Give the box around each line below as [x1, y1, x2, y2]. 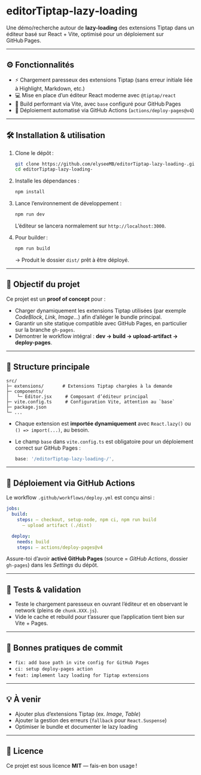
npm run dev [14, 211, 45, 217]
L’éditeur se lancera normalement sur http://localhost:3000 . [14, 222, 166, 229]
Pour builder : [14, 234, 48, 241]
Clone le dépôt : [14, 149, 54, 157]
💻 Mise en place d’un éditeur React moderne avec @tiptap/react [14, 91, 176, 98]
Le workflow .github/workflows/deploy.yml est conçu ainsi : [6, 494, 155, 501]
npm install [14, 189, 45, 195]
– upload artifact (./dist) [22, 522, 93, 528]
